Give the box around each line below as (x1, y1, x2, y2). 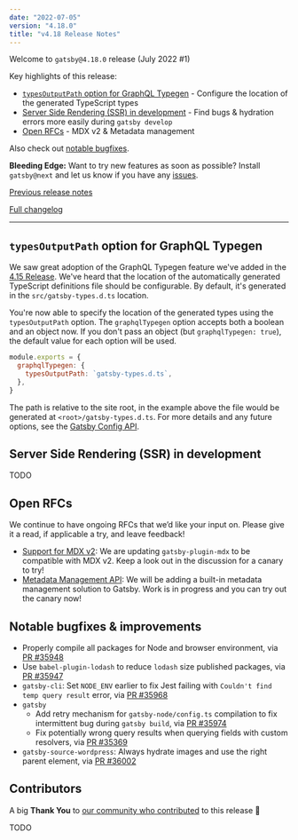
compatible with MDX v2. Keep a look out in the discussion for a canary (21, 556, 284, 567)
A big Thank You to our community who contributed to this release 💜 (9, 804, 261, 815)
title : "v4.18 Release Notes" (9, 29, 122, 38)
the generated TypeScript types (21, 98, 139, 108)
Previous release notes (9, 187, 93, 198)
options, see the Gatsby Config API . (9, 421, 140, 432)
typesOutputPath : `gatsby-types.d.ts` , (25, 369, 173, 378)
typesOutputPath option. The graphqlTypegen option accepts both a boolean (9, 317, 285, 328)
